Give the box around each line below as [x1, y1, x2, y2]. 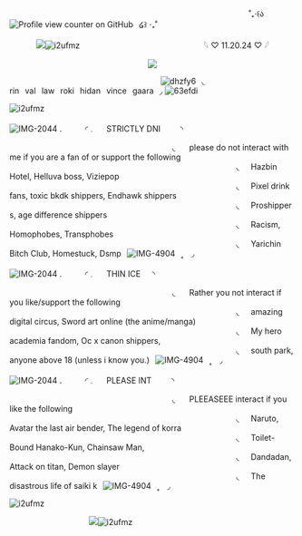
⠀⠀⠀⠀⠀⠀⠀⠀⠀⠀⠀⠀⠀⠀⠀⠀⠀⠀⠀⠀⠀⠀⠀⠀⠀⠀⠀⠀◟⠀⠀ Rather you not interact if [9, 287, 282, 297]
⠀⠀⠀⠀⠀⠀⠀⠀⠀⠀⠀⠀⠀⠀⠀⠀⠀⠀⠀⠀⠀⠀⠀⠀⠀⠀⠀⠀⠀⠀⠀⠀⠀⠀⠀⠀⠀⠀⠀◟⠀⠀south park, [9, 345, 294, 356]
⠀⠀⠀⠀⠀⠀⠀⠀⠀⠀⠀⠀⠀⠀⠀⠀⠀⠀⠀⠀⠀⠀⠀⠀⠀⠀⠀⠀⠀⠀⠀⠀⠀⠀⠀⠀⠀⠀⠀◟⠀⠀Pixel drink [9, 180, 290, 191]
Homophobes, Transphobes [9, 229, 114, 239]
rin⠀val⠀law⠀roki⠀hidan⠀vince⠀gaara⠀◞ [9, 85, 163, 96]
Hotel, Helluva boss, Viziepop [9, 171, 120, 181]
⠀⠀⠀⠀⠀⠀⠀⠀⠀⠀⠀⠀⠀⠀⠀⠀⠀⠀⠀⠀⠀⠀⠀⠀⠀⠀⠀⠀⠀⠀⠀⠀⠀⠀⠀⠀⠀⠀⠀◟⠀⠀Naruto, [9, 413, 279, 424]
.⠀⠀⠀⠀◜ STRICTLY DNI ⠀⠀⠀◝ [59, 123, 184, 134]
